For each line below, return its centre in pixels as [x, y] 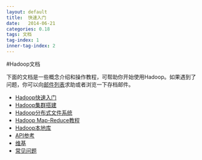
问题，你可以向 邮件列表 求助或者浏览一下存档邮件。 [70, 84]
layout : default [27, 12]
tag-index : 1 [23, 40]
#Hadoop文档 [23, 64]
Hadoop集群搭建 [35, 105]
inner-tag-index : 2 [31, 46]
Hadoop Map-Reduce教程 [47, 120]
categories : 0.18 [28, 29]
